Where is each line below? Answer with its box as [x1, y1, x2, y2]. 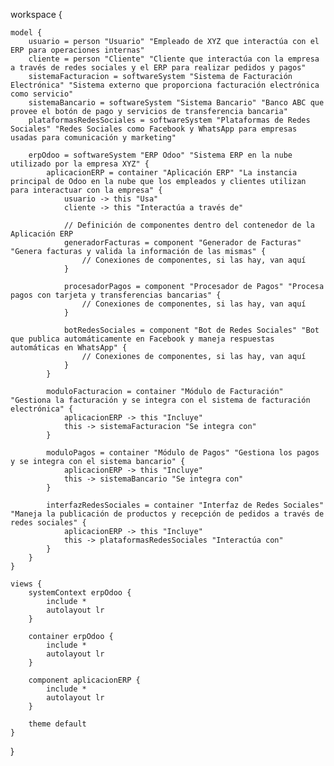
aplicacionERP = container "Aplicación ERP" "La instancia [46, 168, 298, 178]
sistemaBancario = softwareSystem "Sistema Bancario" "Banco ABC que [28, 98, 325, 108]
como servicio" [10, 89, 74, 99]
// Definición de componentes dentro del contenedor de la [63, 220, 315, 230]
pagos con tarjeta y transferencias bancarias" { [10, 290, 222, 300]
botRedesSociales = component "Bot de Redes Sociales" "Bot [63, 325, 320, 335]
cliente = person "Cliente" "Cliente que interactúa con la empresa [28, 54, 320, 64]
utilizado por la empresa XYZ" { [10, 159, 150, 169]
